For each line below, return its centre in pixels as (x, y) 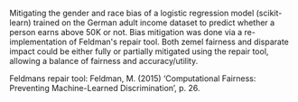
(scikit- (269, 13)
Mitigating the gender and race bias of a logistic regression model (132, 13)
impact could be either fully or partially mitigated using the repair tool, (139, 51)
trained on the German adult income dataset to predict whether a (154, 23)
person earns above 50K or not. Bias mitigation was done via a (126, 32)
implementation (38, 42)
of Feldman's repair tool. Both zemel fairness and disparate (179, 42)
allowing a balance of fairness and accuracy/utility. (104, 61)
